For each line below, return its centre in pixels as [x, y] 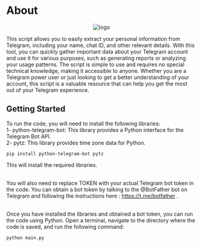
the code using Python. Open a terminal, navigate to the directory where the [101, 220]
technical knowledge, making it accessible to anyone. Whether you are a [97, 70]
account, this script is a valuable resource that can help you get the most [97, 83]
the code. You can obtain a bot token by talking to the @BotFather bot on [97, 189]
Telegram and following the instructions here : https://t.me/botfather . [92, 196]
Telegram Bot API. [29, 136]
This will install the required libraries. [52, 165]
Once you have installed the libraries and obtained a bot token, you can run [100, 214]
